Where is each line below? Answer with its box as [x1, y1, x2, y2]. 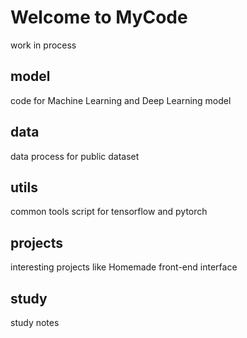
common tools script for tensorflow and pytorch [10, 206, 208, 218]
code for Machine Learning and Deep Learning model [10, 94, 232, 106]
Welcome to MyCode [10, 6, 188, 29]
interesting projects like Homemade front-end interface [10, 261, 238, 273]
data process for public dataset [10, 150, 140, 162]
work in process [10, 39, 77, 51]
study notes [10, 317, 60, 328]
